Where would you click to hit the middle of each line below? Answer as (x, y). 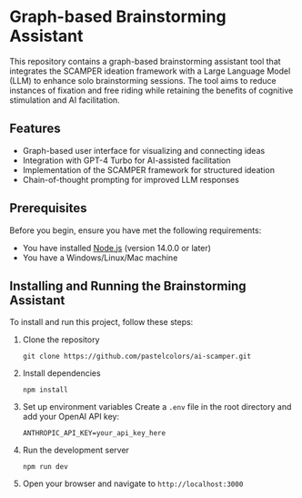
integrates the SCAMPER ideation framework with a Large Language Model (150, 71)
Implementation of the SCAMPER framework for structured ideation (149, 169)
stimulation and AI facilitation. (65, 100)
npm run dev (45, 467)
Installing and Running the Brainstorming (128, 285)
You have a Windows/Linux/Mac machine (100, 258)
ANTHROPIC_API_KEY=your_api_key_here (94, 433)
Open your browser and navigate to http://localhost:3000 (133, 483)
